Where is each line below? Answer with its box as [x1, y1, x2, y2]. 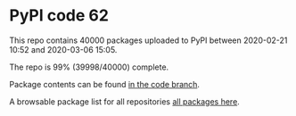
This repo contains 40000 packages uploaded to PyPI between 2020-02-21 [9, 35, 288, 46]
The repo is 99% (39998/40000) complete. [9, 62, 169, 72]
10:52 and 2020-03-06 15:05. [9, 44, 118, 54]
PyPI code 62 [9, 5, 110, 26]
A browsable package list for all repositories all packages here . [9, 95, 241, 107]
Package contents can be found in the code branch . [9, 79, 201, 89]
